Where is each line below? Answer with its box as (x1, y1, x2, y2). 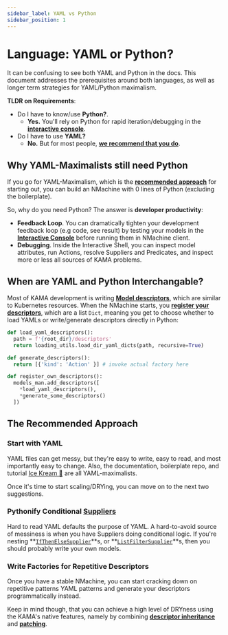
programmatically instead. (7, 592, 81, 600)
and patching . (7, 620, 48, 628)
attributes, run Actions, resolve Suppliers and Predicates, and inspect (16, 249, 214, 257)
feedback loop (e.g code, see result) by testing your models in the (16, 227, 204, 235)
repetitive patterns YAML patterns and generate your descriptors (7, 585, 190, 593)
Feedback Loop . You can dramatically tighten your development (16, 219, 199, 227)
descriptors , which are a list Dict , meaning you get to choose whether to (7, 309, 214, 317)
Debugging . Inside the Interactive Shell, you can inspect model (16, 241, 196, 249)
